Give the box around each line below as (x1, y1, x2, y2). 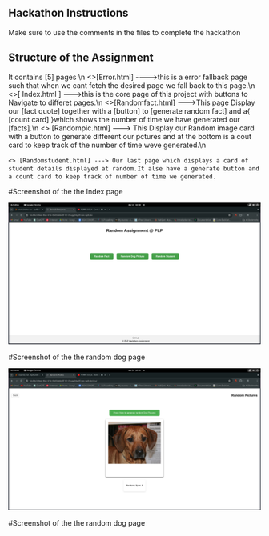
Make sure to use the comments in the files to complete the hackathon (8, 27, 241, 37)
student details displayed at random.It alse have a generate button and (8, 164, 260, 173)
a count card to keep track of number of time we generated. (8, 172, 217, 181)
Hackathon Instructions (8, 6, 129, 20)
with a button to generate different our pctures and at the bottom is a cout (8, 131, 252, 141)
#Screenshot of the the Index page (8, 186, 123, 196)
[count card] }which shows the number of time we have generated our (8, 114, 240, 124)
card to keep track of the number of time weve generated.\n (8, 140, 207, 150)
